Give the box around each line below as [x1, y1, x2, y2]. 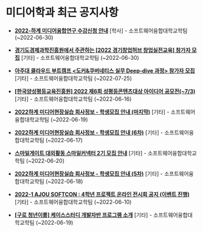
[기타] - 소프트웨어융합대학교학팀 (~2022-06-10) [14, 198, 132, 205]
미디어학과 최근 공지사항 [5, 5, 119, 20]
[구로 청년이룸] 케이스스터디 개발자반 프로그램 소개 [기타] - [14, 211, 153, 219]
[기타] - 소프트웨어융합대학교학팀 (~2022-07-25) [14, 74, 132, 82]
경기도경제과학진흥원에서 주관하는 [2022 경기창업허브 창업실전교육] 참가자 [14, 46, 191, 54]
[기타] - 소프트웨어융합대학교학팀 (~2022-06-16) [14, 95, 132, 103]
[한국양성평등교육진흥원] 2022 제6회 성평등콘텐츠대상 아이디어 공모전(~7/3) [14, 87, 196, 95]
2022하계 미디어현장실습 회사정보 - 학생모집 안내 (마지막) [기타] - [14, 108, 170, 115]
